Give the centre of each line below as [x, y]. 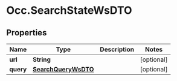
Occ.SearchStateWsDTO [69, 10]
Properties [27, 33]
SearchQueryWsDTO [63, 69]
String [42, 59]
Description [117, 49]
